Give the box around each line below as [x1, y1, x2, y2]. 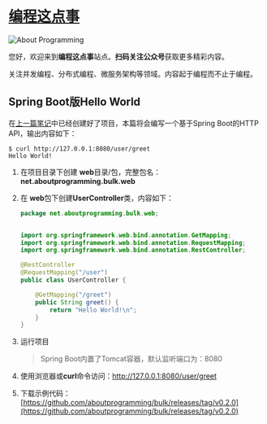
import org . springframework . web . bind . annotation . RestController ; [19, 246, 246, 255]
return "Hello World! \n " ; [50, 306, 137, 314]
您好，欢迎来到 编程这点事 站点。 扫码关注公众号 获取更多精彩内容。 [8, 51, 229, 61]
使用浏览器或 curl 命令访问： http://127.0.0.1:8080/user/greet [19, 371, 217, 381]
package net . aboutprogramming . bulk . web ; [19, 209, 159, 217]
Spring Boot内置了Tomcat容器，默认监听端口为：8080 [40, 354, 223, 364]
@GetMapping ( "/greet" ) [35, 291, 112, 299]
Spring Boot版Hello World [8, 95, 140, 109]
